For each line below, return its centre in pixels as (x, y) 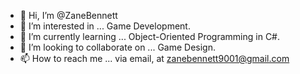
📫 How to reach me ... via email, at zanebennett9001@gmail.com (154, 58)
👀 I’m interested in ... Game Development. (105, 26)
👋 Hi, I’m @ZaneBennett (68, 15)
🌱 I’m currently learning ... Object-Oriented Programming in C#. (150, 36)
